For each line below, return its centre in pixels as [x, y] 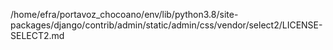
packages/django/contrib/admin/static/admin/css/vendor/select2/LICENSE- [166, 25]
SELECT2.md [37, 35]
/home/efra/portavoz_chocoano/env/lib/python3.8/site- [124, 14]
